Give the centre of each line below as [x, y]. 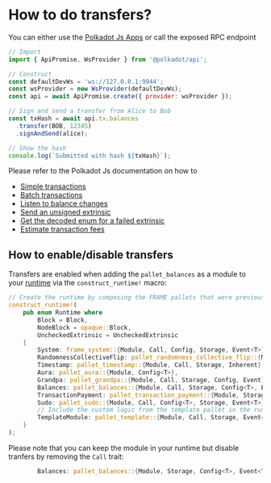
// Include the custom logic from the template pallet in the [144, 410]
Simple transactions [53, 186]
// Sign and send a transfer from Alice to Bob [90, 111]
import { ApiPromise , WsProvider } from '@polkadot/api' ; [108, 59]
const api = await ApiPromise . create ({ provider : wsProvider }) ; [120, 97]
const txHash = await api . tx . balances [73, 119]
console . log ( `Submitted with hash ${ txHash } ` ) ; [90, 156]
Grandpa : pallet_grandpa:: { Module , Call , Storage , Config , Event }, [153, 380]
